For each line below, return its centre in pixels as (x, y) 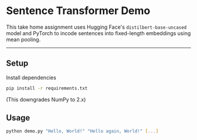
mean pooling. (23, 39)
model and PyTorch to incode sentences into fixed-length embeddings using (98, 33)
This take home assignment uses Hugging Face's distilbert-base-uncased (96, 27)
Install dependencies (31, 77)
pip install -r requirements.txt (47, 88)
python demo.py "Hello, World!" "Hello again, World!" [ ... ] (82, 131)
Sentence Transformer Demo (78, 11)
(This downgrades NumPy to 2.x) (46, 99)
